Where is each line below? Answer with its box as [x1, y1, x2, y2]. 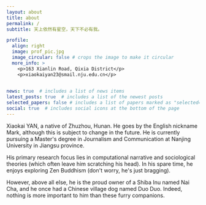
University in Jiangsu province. [6, 142, 85, 149]
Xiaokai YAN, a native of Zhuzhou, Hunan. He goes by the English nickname [6, 122, 198, 130]
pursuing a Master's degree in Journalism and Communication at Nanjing [6, 135, 191, 142]
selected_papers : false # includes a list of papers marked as [6, 99, 172, 106]
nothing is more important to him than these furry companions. [6, 191, 165, 199]
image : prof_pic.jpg [12, 48, 64, 55]
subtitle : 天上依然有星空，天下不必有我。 [6, 26, 102, 33]
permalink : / [6, 20, 40, 26]
